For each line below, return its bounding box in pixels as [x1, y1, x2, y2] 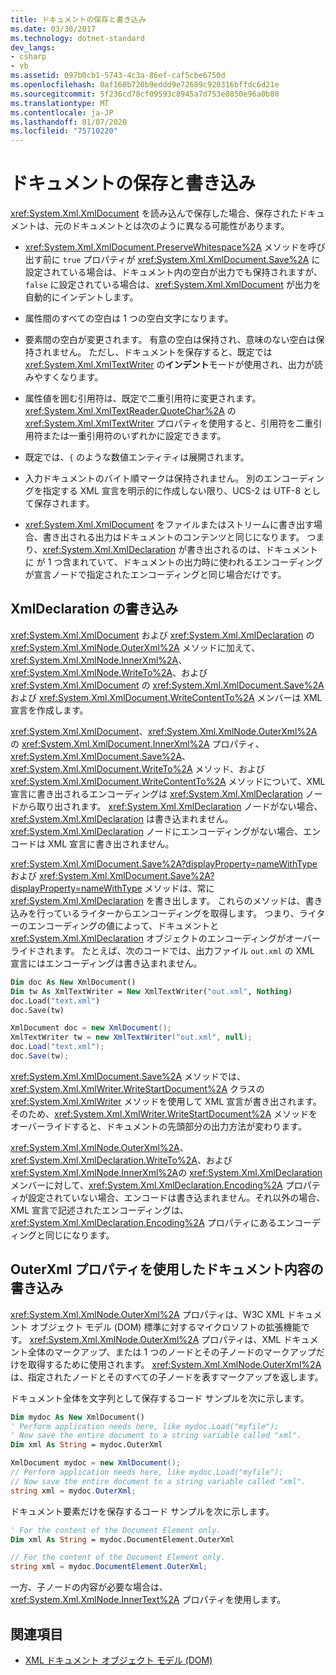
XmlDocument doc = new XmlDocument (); [10, 1023, 172, 1033]
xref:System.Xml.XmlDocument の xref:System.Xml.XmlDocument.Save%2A [10, 679, 325, 691]
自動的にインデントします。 [24, 291, 139, 303]
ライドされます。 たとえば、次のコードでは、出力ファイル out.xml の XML [10, 944, 315, 956]
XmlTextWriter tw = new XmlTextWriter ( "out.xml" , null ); [10, 1032, 253, 1043]
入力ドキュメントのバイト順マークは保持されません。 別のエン [24, 472, 282, 485]
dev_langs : [10, 42, 56, 53]
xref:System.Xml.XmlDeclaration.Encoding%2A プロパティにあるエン [10, 1216, 295, 1228]
